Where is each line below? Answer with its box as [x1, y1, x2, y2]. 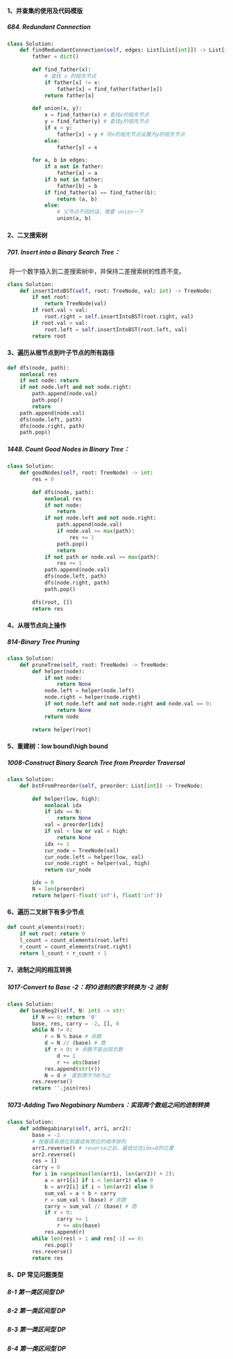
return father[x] [44, 92, 95, 99]
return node [44, 713, 79, 720]
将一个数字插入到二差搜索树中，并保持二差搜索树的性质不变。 [8, 267, 185, 275]
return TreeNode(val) [44, 300, 107, 308]
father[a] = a [56, 170, 98, 177]
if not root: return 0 [19, 930, 85, 937]
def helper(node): [32, 668, 85, 675]
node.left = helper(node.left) [44, 688, 135, 694]
